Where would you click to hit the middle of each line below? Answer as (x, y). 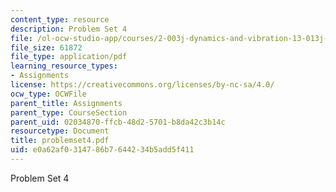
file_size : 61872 (46, 47)
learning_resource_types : (64, 66)
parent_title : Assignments (66, 103)
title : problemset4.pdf (60, 141)
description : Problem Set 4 (69, 29)
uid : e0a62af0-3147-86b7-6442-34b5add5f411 (102, 150)
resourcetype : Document (60, 131)
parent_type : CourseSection (69, 112)
